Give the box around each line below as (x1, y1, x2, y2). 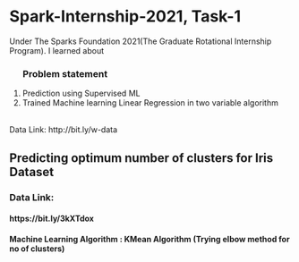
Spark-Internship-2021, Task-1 (9, 6, 242, 27)
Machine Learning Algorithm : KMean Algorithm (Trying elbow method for (9, 233, 290, 244)
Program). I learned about (9, 45, 105, 55)
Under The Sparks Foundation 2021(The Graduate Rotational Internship (9, 36, 272, 46)
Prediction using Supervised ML (21, 88, 141, 99)
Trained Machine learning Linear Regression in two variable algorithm (21, 97, 279, 108)
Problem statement (21, 67, 108, 80)
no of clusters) (9, 243, 65, 254)
